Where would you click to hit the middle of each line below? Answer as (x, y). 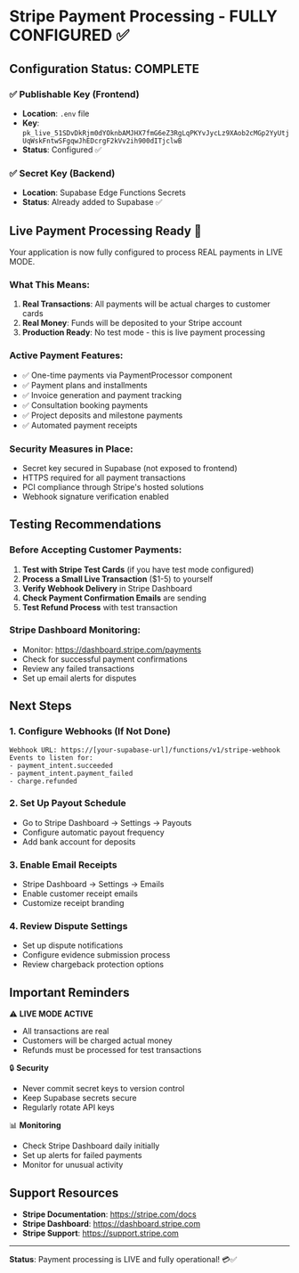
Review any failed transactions (78, 668)
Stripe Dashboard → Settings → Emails (93, 885)
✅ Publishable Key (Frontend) (74, 94)
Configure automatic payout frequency (93, 832)
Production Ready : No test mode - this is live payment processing (143, 332)
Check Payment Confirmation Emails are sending (114, 598)
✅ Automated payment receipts (80, 425)
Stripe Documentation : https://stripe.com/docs (109, 1214)
